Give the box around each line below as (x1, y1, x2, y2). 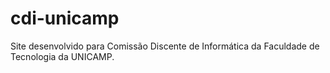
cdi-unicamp (10, 7, 120, 30)
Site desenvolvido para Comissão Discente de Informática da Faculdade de (10, 40, 320, 52)
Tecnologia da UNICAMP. (10, 50, 115, 62)
